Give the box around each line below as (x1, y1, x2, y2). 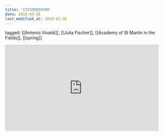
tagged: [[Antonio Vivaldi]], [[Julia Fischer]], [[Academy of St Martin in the (5, 30, 155, 36)
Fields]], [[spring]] (5, 35, 42, 41)
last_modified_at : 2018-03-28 (5, 16, 67, 21)
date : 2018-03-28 (5, 12, 41, 17)
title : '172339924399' (5, 7, 52, 12)
